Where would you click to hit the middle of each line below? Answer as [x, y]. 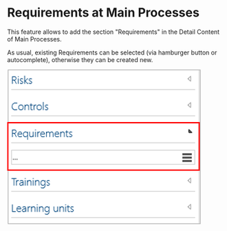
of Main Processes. [34, 39]
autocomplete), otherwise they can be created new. [80, 59]
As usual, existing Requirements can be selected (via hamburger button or [112, 52]
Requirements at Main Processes [103, 13]
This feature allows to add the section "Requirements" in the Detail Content [113, 32]
